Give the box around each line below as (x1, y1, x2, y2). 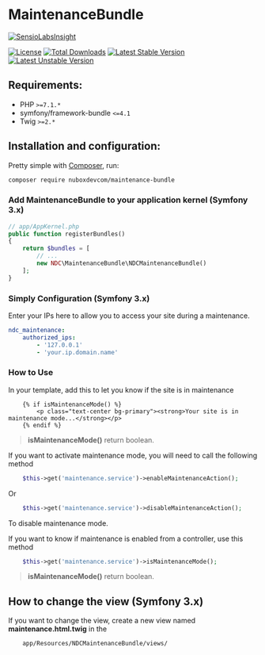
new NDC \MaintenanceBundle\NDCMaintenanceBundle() (36, 259, 207, 267)
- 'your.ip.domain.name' (36, 348, 119, 356)
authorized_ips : (22, 333, 77, 342)
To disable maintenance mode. (8, 518, 108, 528)
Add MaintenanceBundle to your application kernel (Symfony (8, 194, 248, 205)
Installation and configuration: (8, 140, 161, 153)
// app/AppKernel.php (8, 222, 80, 231)
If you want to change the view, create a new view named (8, 616, 196, 626)
